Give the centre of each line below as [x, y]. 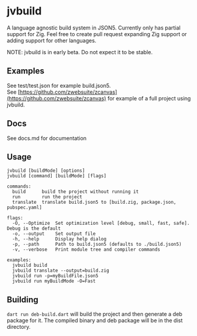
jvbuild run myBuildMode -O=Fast [54, 281]
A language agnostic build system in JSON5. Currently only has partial [94, 28]
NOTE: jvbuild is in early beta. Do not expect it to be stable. [80, 52]
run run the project [47, 197]
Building [23, 300]
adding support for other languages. [52, 40]
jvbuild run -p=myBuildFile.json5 [55, 276]
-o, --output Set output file [54, 234]
